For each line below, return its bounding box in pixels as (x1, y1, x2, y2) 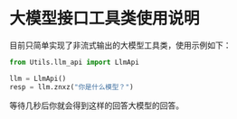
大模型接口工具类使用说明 (9, 8, 201, 29)
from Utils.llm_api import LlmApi (9, 58, 140, 67)
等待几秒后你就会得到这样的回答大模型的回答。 (9, 100, 184, 111)
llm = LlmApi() (9, 74, 67, 83)
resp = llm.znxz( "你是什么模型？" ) (9, 82, 134, 91)
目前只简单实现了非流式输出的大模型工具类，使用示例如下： (9, 40, 232, 50)
